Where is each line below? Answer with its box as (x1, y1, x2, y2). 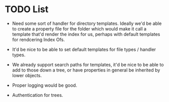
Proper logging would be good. (12, 82, 77, 88)
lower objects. (12, 72, 42, 78)
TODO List (5, 4, 49, 15)
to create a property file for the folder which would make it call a (12, 25, 147, 31)
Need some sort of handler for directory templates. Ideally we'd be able (12, 20, 162, 26)
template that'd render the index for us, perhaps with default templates (12, 31, 160, 37)
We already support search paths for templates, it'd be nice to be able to (12, 61, 164, 67)
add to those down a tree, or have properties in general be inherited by (12, 67, 160, 73)
